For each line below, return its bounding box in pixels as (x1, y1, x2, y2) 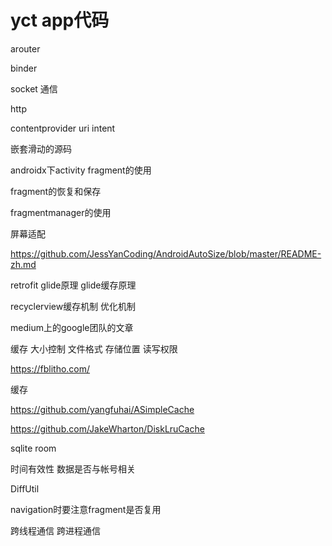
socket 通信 (10, 82, 58, 95)
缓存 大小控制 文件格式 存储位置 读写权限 (10, 342, 178, 355)
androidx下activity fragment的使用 (10, 164, 152, 176)
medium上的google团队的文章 (10, 321, 134, 333)
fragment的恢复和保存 (10, 185, 102, 197)
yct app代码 (10, 9, 110, 32)
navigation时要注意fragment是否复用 (10, 503, 162, 515)
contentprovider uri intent (10, 122, 116, 134)
